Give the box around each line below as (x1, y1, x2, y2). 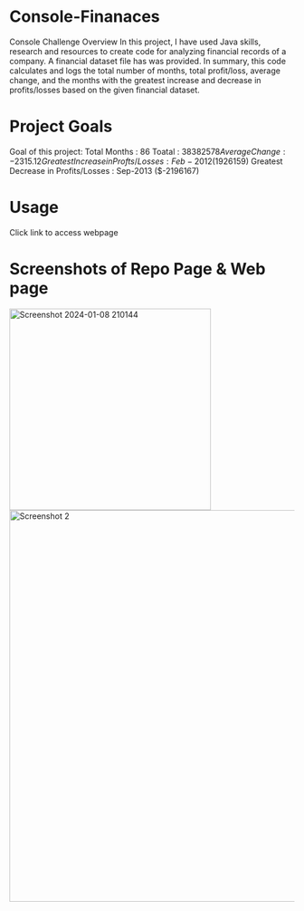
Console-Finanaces (9, 6, 160, 27)
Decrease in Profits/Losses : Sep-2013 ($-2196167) (9, 165, 200, 176)
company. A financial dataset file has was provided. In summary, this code (9, 55, 287, 66)
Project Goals (9, 116, 113, 137)
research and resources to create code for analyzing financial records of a (9, 45, 287, 56)
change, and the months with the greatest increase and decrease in (9, 74, 261, 85)
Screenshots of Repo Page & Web (9, 259, 266, 279)
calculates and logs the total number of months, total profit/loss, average (9, 65, 280, 76)
